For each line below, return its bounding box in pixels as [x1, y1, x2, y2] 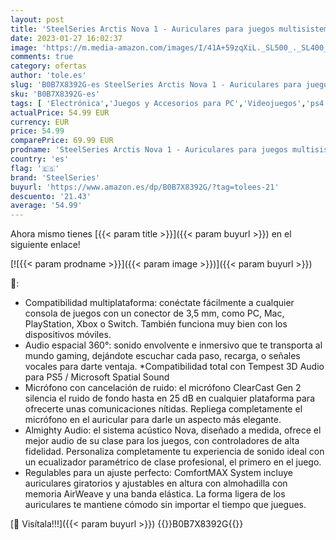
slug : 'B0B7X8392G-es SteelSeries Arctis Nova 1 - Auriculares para [10, 80, 302, 90]
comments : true [10, 52, 74, 62]
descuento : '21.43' [10, 191, 92, 201]
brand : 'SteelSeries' [10, 172, 101, 183]
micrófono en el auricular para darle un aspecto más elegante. [24, 414, 282, 426]
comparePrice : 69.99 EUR [10, 136, 114, 146]
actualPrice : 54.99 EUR [10, 107, 110, 118]
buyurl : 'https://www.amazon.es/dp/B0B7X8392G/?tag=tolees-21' [10, 182, 280, 192]
